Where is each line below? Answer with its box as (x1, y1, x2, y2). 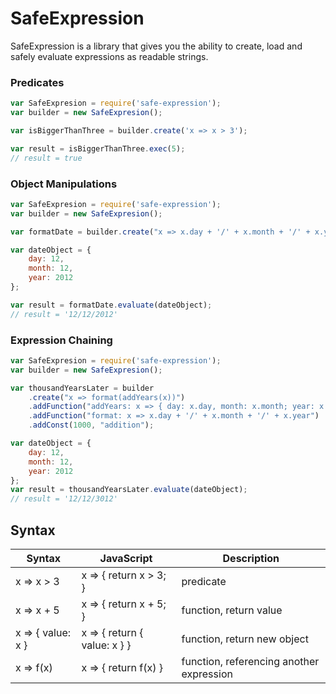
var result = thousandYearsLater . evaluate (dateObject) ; (10, 485, 248, 495)
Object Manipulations (10, 177, 118, 191)
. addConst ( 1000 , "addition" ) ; (28, 420, 155, 431)
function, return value (181, 603, 283, 617)
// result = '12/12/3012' (10, 494, 118, 504)
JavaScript (99, 552, 153, 566)
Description (222, 552, 280, 566)
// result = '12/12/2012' (10, 309, 118, 319)
